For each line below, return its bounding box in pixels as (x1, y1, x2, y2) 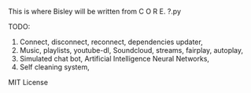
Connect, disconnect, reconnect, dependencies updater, (19, 37, 203, 46)
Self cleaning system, (19, 62, 90, 72)
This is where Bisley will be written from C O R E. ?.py (8, 7, 182, 16)
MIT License (8, 78, 49, 87)
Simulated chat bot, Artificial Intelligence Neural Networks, (19, 54, 210, 63)
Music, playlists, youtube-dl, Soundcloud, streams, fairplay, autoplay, (19, 46, 244, 54)
